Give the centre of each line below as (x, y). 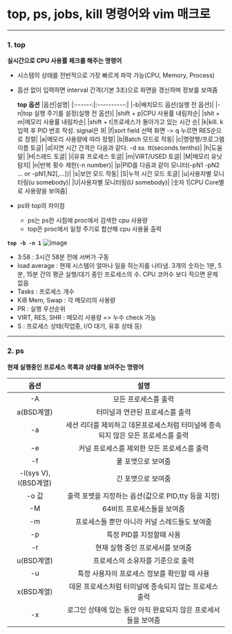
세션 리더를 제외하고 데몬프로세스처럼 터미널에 (136, 425)
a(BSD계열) (35, 412)
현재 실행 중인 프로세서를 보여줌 (144, 548)
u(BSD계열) (35, 560)
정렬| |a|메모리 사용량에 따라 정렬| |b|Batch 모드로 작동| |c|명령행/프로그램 (125, 140)
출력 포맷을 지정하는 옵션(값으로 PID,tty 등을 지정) (144, 496)
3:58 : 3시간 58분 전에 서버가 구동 (63, 257)
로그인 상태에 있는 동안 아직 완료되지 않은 (130, 610)
